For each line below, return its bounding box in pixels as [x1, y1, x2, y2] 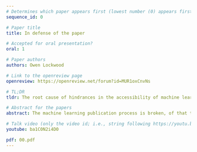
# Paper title [6, 25, 41, 31]
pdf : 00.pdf [6, 137, 35, 143]
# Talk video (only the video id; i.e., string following [6, 121, 151, 127]
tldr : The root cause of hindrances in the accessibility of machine [6, 94, 180, 100]
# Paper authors [6, 57, 46, 63]
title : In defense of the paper [6, 30, 85, 36]
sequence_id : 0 [6, 14, 43, 20]
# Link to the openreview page [6, 73, 83, 79]
